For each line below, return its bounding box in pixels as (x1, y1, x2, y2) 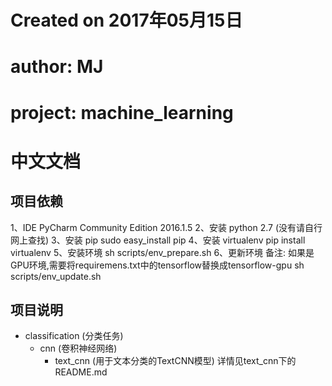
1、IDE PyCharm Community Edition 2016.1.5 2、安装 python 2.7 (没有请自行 (10, 221, 323, 233)
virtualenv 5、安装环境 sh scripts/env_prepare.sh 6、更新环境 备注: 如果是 (10, 246, 315, 258)
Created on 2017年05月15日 (10, 9, 243, 32)
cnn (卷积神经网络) (39, 342, 118, 355)
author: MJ (10, 56, 104, 78)
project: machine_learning (10, 101, 234, 124)
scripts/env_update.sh (10, 270, 102, 282)
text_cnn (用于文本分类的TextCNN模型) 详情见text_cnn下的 (54, 355, 297, 367)
